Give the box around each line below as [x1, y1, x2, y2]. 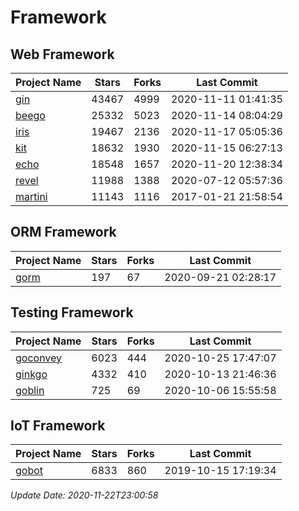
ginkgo [15, 367, 48, 381]
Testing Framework [10, 304, 134, 321]
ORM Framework [10, 224, 117, 241]
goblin [15, 383, 45, 397]
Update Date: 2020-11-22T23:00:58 [10, 489, 159, 501]
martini [15, 190, 48, 203]
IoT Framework [10, 417, 106, 435]
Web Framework [10, 46, 115, 63]
